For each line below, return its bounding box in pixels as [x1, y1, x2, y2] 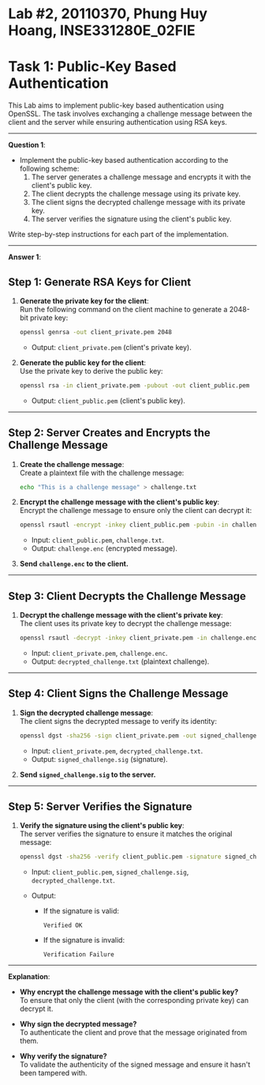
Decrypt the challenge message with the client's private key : [19, 610, 223, 620]
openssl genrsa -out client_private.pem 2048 [19, 328, 172, 336]
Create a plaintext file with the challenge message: [19, 468, 185, 477]
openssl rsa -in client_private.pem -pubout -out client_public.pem [19, 381, 250, 390]
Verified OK [43, 921, 83, 929]
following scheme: [19, 164, 80, 174]
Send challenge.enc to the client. [19, 559, 129, 569]
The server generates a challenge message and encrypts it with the [31, 172, 252, 182]
